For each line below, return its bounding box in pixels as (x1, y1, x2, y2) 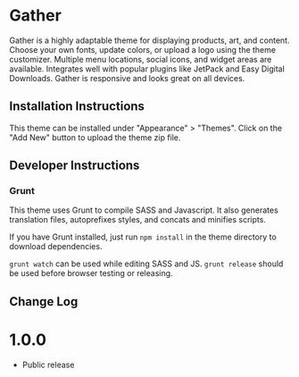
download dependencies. (9, 241, 103, 252)
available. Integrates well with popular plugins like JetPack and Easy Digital (9, 63, 286, 74)
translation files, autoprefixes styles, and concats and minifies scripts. (9, 214, 266, 225)
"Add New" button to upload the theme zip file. (9, 131, 181, 143)
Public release (21, 359, 75, 370)
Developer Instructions (9, 158, 140, 173)
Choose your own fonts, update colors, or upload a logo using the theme (9, 44, 277, 54)
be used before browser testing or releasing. (9, 268, 173, 279)
